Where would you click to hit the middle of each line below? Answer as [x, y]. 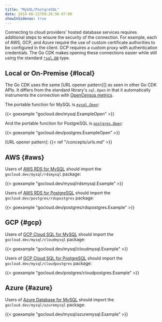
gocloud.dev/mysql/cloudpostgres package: [48, 263]
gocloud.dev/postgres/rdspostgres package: [50, 198]
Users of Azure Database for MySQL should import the [59, 299]
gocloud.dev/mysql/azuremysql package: [45, 305]
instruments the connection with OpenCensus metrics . [59, 95]
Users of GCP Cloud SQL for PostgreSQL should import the [64, 258]
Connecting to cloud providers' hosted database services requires [71, 32]
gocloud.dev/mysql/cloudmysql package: [45, 239]
